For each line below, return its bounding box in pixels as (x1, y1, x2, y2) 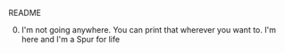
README (8, 8, 42, 18)
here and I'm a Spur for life (21, 34, 121, 44)
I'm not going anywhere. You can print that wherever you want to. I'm (21, 25, 276, 34)
